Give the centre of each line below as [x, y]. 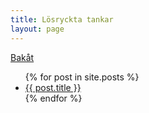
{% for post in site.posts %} [82, 77]
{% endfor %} [53, 98]
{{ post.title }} [53, 87]
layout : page [37, 29]
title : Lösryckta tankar [62, 19]
